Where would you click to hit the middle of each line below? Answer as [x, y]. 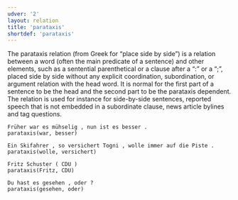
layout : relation [33, 21]
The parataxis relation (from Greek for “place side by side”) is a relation [112, 54]
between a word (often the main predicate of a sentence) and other [106, 62]
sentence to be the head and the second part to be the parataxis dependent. [119, 91]
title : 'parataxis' [36, 27]
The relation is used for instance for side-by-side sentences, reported [109, 99]
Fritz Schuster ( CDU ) [43, 165]
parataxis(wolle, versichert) [52, 152]
